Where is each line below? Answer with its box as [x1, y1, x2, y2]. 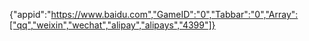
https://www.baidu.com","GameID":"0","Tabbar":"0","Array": [50, 9, 299, 20]
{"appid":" [9, 9, 52, 20]
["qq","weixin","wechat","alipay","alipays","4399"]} [9, 19, 216, 31]
